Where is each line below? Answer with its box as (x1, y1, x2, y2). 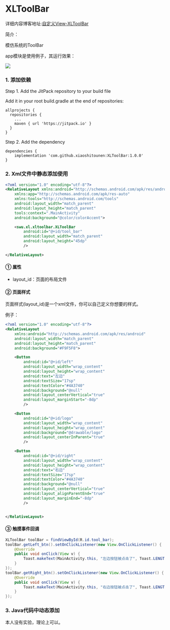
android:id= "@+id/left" (23, 359, 73, 364)
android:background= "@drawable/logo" (23, 430, 103, 435)
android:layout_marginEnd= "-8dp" (23, 495, 94, 501)
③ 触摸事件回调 (5, 526, 39, 532)
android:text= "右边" (23, 468, 65, 473)
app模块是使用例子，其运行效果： (5, 53, 76, 59)
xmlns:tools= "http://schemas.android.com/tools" (14, 196, 119, 202)
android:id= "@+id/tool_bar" (23, 229, 82, 234)
